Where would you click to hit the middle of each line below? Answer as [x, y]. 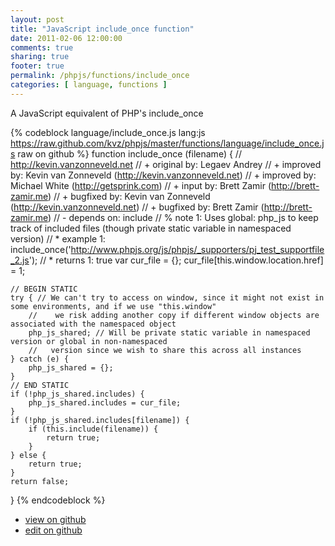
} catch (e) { [40, 359]
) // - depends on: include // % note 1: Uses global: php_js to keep [183, 217]
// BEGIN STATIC [44, 289]
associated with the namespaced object [93, 324]
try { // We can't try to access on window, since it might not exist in [167, 297]
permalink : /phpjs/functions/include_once [100, 76]
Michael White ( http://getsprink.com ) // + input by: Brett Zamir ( [141, 185]
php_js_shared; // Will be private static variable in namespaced [169, 332]
